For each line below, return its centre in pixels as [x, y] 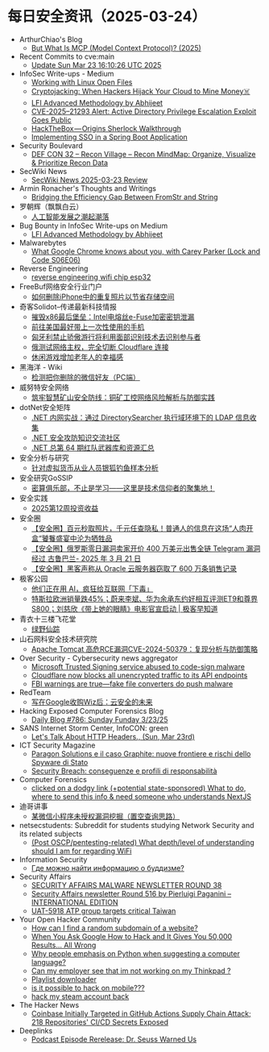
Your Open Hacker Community [70, 919]
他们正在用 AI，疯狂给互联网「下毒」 [92, 588]
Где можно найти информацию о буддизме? [108, 868]
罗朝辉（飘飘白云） [51, 206]
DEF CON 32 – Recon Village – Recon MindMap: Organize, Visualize [143, 154]
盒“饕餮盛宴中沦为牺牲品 [72, 538]
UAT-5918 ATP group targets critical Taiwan [103, 910]
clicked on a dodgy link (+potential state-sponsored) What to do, [139, 788]
